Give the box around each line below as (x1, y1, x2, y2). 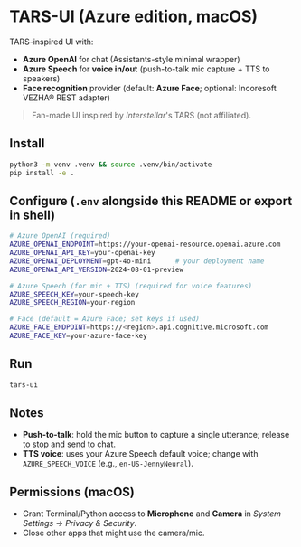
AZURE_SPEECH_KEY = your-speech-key (9, 289, 140, 299)
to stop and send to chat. (22, 439, 116, 449)
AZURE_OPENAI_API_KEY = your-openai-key (9, 249, 155, 258)
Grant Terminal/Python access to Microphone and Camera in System (22, 508, 282, 519)
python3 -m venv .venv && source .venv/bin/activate (9, 160, 212, 169)
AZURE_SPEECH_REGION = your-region (9, 298, 136, 307)
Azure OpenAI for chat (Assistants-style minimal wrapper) (22, 53, 241, 64)
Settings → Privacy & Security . (22, 518, 137, 529)
